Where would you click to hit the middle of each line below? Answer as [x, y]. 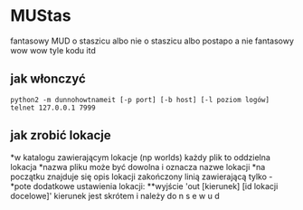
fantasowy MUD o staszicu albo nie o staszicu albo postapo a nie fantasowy [152, 41]
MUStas [41, 16]
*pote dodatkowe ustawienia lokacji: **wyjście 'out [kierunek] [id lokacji [144, 186]
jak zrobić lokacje [61, 135]
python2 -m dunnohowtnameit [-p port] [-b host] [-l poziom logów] [140, 100]
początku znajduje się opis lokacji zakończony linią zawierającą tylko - [142, 177]
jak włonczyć [48, 79]
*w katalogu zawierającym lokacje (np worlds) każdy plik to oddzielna [140, 157]
